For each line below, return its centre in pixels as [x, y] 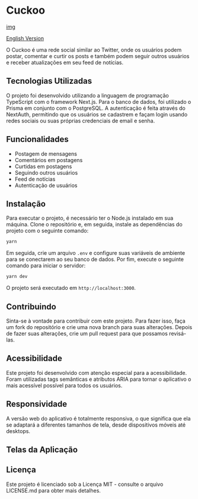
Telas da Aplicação [42, 449]
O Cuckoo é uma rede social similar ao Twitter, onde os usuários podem [94, 50]
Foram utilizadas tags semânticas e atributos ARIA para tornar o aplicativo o [99, 379]
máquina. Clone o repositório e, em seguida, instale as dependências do [94, 225]
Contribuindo [31, 307]
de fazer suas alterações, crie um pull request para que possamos [87, 333]
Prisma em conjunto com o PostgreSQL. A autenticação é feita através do [96, 108]
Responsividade [36, 404]
